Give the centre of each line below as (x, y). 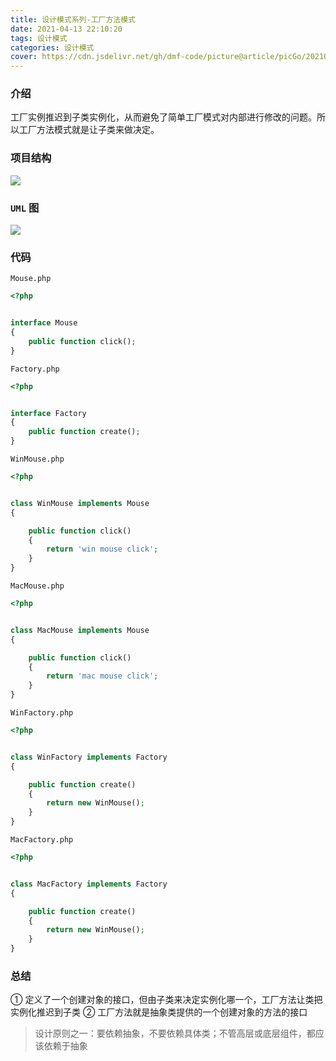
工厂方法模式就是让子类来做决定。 (89, 130)
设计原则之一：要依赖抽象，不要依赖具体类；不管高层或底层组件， (170, 1033)
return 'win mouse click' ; (102, 549)
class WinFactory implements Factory (89, 757)
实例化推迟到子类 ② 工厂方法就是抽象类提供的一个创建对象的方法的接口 (159, 1012)
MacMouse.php (37, 586)
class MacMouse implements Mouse (80, 630)
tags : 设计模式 (39, 38)
